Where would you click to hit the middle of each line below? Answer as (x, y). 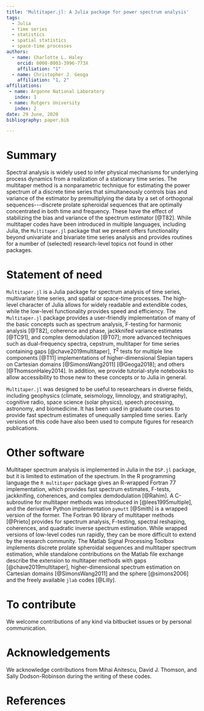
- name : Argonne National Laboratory (57, 92)
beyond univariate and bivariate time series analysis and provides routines (100, 237)
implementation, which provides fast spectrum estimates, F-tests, (89, 489)
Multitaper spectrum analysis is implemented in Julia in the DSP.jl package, (101, 469)
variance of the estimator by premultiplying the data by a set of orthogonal (100, 199)
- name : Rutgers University (44, 103)
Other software (46, 452)
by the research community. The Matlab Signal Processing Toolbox (90, 541)
